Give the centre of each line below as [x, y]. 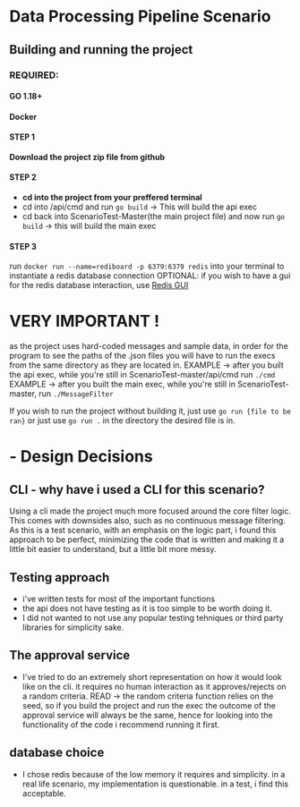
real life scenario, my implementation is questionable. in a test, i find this [155, 784]
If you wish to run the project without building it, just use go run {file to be [150, 411]
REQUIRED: [34, 75]
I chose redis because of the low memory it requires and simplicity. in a [154, 774]
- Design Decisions [81, 457]
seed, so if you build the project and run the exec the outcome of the [149, 705]
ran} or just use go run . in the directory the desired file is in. [122, 420]
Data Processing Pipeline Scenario [140, 17]
